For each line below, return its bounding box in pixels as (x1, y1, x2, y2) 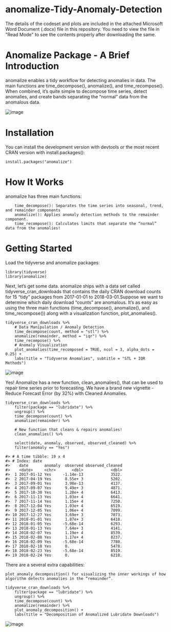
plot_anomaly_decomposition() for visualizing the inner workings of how (5, 572, 166, 577)
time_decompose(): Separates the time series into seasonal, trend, (14, 203, 164, 208)
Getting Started (5, 242, 73, 254)
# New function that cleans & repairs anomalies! (14, 427, 123, 432)
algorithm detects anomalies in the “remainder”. (5, 576, 114, 581)
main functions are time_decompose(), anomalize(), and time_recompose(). (5, 83, 164, 89)
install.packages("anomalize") (5, 159, 72, 165)
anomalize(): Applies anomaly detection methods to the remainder (14, 212, 159, 217)
